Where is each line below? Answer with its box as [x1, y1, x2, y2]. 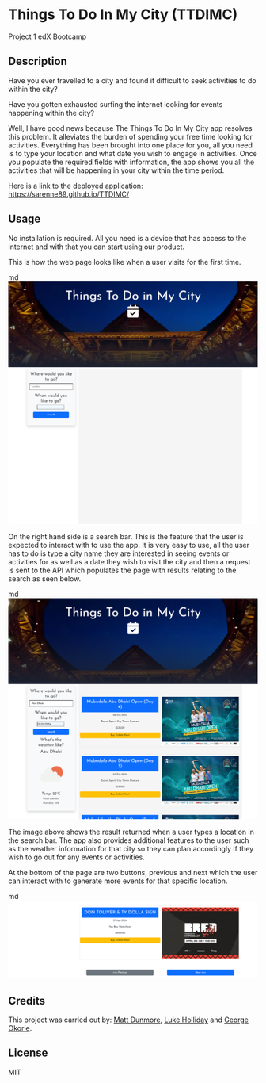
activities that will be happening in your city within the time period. [8, 165, 225, 175]
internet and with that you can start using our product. [8, 242, 184, 251]
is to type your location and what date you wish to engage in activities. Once [8, 148, 257, 158]
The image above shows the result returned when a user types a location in [8, 827, 255, 836]
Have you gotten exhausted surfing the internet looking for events [8, 99, 223, 109]
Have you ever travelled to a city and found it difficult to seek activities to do [8, 75, 256, 85]
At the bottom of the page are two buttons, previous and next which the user [8, 867, 258, 877]
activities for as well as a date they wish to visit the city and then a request [8, 557, 251, 567]
